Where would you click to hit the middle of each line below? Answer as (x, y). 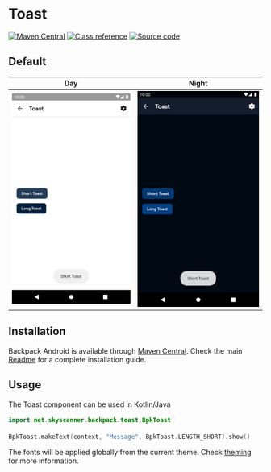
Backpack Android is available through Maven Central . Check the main (125, 350)
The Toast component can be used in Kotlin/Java (90, 404)
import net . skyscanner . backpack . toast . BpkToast (90, 420)
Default (27, 62)
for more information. (44, 461)
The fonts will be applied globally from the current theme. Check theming (130, 453)
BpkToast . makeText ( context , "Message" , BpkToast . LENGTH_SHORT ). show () (129, 437)
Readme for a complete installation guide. (77, 359)
